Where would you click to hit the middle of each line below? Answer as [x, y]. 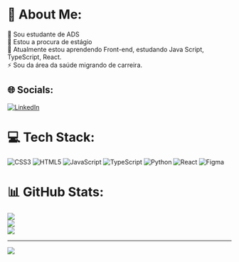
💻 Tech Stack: [51, 137]
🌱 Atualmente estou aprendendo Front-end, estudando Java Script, [106, 49]
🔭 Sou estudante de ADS [43, 34]
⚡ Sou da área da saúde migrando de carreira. [75, 65]
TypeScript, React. [34, 57]
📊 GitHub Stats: [56, 192]
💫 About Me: [45, 15]
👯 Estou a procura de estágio [50, 41]
